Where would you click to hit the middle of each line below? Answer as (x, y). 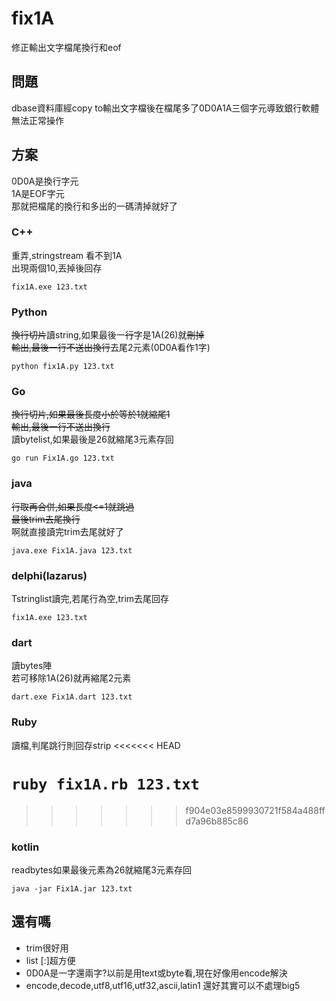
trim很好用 (47, 948)
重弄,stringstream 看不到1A (67, 255)
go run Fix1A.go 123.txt (63, 458)
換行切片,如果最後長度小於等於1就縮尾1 (91, 414)
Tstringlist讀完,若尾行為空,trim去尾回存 (90, 599)
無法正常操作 (37, 120)
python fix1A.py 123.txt (63, 367)
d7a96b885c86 (217, 821)
